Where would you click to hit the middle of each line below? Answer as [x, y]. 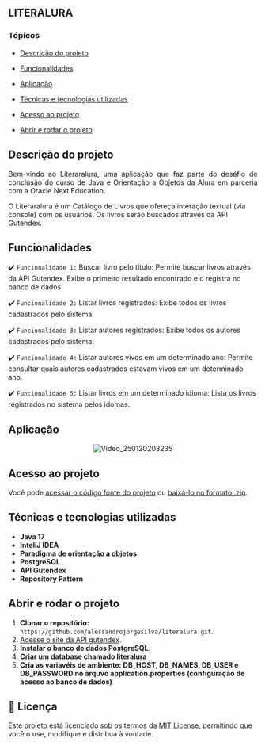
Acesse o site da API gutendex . [70, 639]
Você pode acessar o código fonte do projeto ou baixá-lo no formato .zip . [128, 492]
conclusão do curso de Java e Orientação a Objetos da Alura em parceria [133, 182]
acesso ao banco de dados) [66, 682]
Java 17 [32, 536]
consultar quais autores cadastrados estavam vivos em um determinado [126, 369]
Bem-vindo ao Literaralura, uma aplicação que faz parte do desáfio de [133, 174]
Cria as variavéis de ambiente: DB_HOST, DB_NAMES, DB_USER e [129, 664]
